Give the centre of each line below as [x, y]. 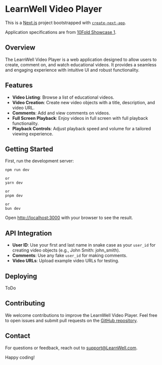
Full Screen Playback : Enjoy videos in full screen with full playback [80, 118]
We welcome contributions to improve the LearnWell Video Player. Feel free [81, 315]
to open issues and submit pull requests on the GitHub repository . [71, 320]
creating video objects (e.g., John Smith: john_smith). [66, 250]
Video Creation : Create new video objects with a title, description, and [84, 102]
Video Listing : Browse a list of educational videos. [63, 97]
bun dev [13, 209]
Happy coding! [20, 357]
